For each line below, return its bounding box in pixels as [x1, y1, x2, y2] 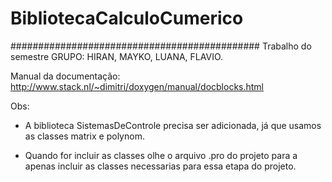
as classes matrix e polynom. [24, 130, 145, 142]
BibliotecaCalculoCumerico [10, 7, 244, 30]
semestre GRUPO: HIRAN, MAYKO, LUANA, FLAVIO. [10, 50, 224, 62]
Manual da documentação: [10, 70, 121, 82]
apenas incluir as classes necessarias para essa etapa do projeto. [24, 160, 297, 172]
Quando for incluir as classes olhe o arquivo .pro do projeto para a [24, 149, 298, 161]
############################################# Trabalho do [10, 40, 312, 52]
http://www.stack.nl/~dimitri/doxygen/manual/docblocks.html [10, 80, 264, 92]
